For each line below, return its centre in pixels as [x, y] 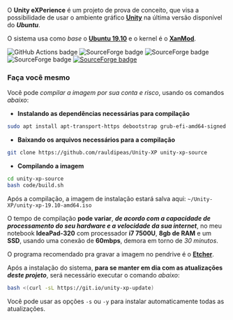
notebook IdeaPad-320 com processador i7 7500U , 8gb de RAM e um [109, 233]
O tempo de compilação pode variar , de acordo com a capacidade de [109, 218]
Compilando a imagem [51, 166]
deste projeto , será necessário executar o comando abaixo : [93, 275]
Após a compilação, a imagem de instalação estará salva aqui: [97, 198]
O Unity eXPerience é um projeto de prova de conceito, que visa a [103, 10]
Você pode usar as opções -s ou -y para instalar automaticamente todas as [116, 301]
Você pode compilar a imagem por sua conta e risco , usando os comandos [116, 93]
